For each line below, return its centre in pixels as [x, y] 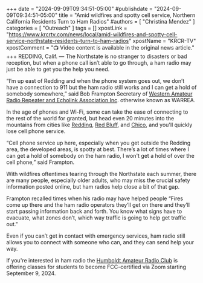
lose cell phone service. [36, 131]
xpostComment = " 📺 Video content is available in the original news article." [100, 47]
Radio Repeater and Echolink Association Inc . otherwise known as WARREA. [101, 100]
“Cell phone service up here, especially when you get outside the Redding [98, 143]
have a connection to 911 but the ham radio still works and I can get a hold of [101, 87]
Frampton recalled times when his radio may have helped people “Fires [95, 198]
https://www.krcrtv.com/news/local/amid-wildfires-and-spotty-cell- [93, 34]
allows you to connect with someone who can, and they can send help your [100, 242]
